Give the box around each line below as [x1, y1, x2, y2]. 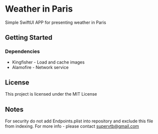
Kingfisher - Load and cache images [12, 59, 85, 65]
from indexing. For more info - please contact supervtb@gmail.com [5, 123, 139, 129]
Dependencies [5, 48, 40, 55]
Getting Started [5, 33, 53, 42]
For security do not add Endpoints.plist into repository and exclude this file [5, 118, 154, 124]
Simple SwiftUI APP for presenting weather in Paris [5, 19, 106, 25]
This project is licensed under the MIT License [5, 91, 98, 97]
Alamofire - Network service [12, 64, 69, 70]
